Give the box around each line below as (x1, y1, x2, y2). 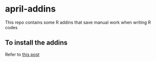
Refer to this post (5, 51, 40, 57)
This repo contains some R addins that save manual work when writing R (5, 19, 151, 25)
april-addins (5, 3, 56, 15)
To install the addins (5, 39, 68, 47)
